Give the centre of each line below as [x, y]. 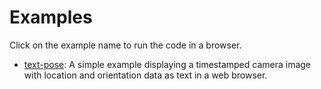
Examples [51, 17]
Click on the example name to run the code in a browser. [125, 45]
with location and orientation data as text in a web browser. [145, 75]
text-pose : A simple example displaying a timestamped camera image [167, 64]
